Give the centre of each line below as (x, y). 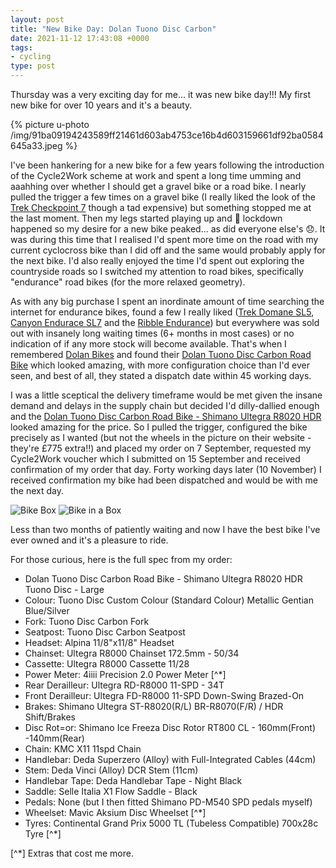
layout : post (37, 19)
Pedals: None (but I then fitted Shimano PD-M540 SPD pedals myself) (168, 802)
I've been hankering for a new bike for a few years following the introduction (167, 165)
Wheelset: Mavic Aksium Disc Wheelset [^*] (115, 812)
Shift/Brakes (50, 717)
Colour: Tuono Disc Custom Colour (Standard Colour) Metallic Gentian (169, 600)
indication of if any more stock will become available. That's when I (148, 344)
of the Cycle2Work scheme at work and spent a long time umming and (156, 175)
